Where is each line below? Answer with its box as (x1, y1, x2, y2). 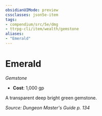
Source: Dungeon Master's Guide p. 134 (5, 104, 90, 110)
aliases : (5, 31, 24, 36)
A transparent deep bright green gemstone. (5, 95, 97, 101)
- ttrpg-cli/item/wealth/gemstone (5, 27, 79, 32)
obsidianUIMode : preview (5, 7, 58, 13)
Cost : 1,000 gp (12, 85, 45, 91)
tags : (5, 17, 17, 22)
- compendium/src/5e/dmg (5, 21, 58, 27)
